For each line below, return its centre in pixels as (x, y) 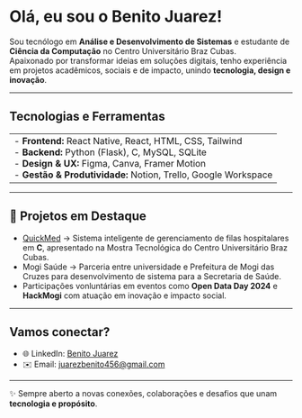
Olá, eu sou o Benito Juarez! (116, 17)
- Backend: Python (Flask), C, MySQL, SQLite (110, 152)
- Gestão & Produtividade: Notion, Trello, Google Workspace (143, 175)
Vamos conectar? (60, 332)
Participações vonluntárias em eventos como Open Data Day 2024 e (150, 286)
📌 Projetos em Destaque (78, 217)
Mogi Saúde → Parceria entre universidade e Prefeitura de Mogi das (148, 267)
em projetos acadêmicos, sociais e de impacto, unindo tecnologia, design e (150, 70)
